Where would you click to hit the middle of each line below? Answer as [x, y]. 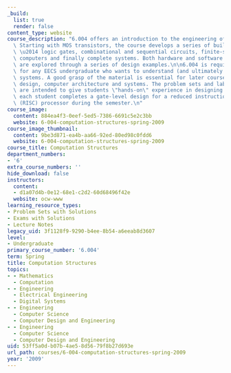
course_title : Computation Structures [63, 148]
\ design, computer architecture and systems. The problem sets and [113, 84]
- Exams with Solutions [41, 218]
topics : [18, 269]
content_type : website [40, 33]
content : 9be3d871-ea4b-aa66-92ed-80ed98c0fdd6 [83, 135]
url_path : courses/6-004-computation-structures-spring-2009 [97, 353]
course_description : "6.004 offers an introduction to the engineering [112, 39]
